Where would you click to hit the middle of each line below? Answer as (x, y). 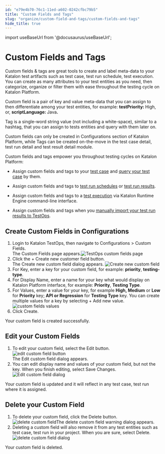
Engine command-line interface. (45, 201)
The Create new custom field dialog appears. (58, 264)
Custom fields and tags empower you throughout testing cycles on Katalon (81, 156)
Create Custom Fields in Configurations (67, 231)
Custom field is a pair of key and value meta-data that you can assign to (78, 102)
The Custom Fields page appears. (47, 254)
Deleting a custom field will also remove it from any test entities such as (85, 427)
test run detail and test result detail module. (49, 147)
